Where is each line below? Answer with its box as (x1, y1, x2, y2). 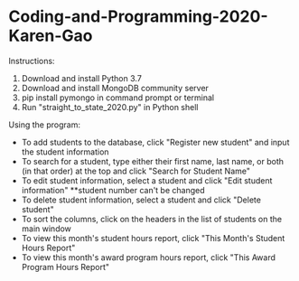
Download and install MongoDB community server (21, 82, 210, 93)
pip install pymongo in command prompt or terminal (21, 92, 214, 103)
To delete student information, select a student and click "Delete (21, 194, 261, 205)
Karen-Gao (8, 25, 93, 46)
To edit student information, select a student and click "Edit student (21, 174, 273, 186)
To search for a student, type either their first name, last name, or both (21, 155, 285, 166)
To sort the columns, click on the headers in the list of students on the (21, 213, 282, 224)
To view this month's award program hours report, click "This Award (21, 251, 276, 263)
